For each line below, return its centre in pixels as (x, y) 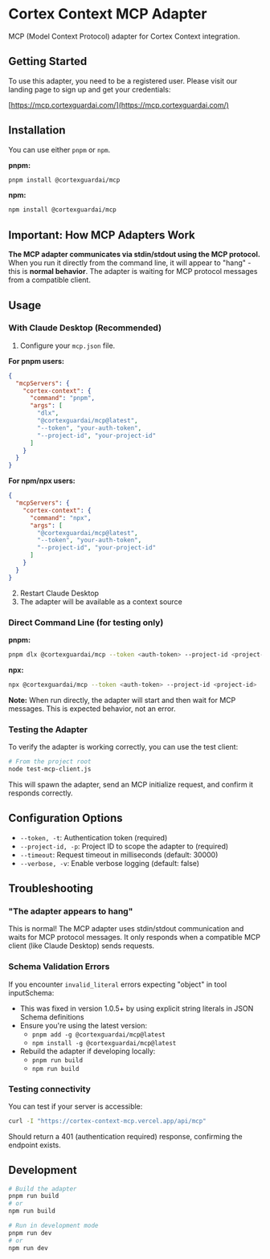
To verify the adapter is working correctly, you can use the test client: (123, 747)
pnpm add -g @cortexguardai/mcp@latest (99, 1034)
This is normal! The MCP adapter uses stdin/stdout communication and (126, 929)
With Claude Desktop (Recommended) (85, 328)
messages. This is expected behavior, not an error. (92, 709)
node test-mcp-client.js (50, 769)
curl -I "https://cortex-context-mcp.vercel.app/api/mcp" (107, 1121)
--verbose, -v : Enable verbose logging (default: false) (109, 863)
